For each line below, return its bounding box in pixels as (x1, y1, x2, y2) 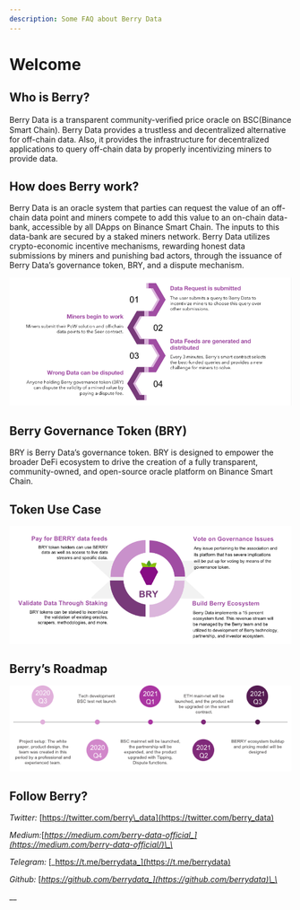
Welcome (9, 54, 81, 74)
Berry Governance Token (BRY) (9, 423, 188, 439)
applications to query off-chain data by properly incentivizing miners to (9, 144, 272, 154)
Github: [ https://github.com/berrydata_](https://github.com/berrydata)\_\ (9, 874, 278, 885)
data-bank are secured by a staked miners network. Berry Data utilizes (9, 232, 270, 242)
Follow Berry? (9, 789, 88, 804)
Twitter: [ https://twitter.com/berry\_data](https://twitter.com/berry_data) (9, 812, 275, 823)
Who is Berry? (9, 90, 90, 105)
